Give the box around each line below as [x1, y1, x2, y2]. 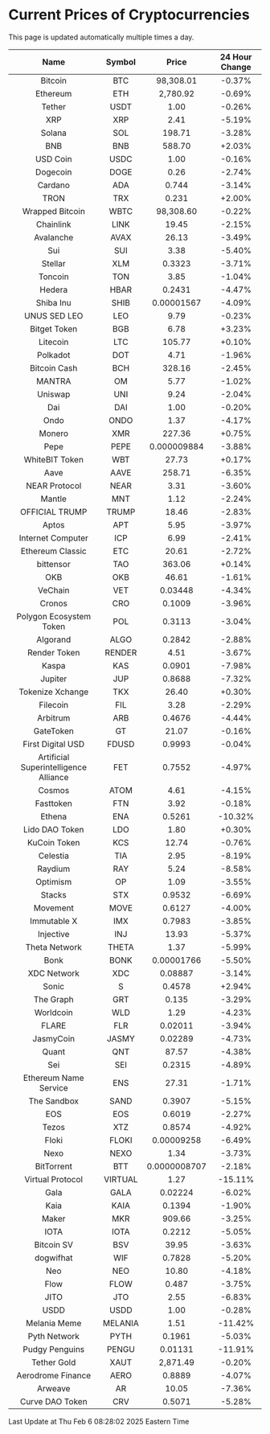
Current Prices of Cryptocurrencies [8, 6, 251, 24]
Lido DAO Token [22, 824, 84, 835]
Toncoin [38, 271, 70, 282]
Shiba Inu [35, 297, 72, 308]
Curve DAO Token [19, 1395, 88, 1407]
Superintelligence [20, 762, 87, 773]
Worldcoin [34, 1007, 74, 1018]
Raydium [37, 863, 71, 874]
